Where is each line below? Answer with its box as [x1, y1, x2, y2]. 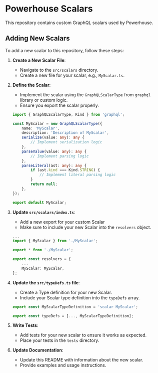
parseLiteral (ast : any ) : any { [21, 163, 87, 168]
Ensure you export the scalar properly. [19, 102, 99, 108]
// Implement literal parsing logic [39, 172, 116, 177]
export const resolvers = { [12, 257, 71, 262]
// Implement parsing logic [30, 153, 89, 158]
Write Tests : [12, 322, 38, 328]
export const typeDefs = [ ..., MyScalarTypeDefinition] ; [12, 313, 134, 318]
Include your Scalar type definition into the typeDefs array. [19, 294, 140, 301]
